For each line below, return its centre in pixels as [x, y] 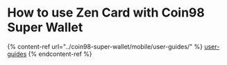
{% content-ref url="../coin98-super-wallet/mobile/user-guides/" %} [105, 46]
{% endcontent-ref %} [60, 54]
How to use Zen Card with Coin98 [106, 13]
